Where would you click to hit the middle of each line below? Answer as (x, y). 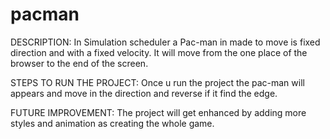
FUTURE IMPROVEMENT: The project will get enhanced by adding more (158, 112)
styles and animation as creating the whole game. (112, 123)
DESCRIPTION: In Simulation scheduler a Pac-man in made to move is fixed (165, 42)
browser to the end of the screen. (79, 63)
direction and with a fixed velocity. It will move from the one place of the (159, 52)
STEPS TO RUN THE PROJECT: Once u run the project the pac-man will (157, 82)
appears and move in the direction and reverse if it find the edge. (144, 93)
